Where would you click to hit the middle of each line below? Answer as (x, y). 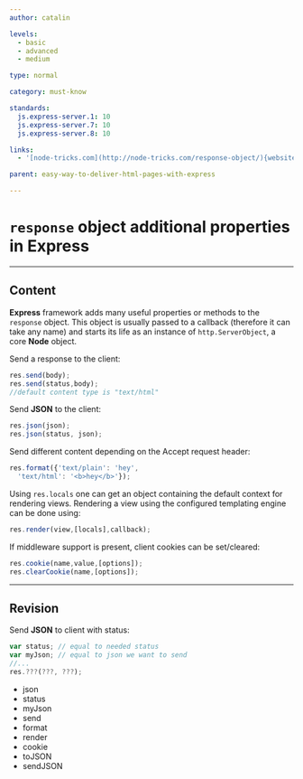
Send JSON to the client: (55, 409)
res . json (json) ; (40, 426)
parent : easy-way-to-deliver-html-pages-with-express (113, 174)
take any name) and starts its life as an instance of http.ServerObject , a (143, 332)
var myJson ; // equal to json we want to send (98, 655)
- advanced (38, 51)
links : (22, 150)
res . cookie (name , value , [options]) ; (76, 563)
